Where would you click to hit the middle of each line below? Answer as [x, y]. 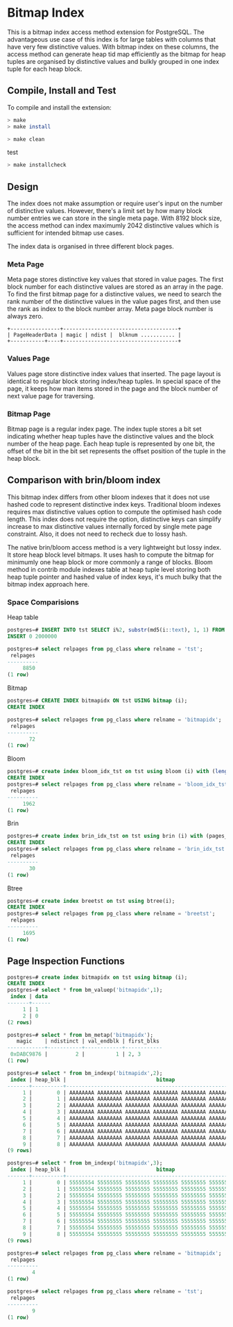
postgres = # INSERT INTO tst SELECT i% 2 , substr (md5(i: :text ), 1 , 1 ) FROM [116, 630]
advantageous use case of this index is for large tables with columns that [112, 39]
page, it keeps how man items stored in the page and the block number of [113, 388]
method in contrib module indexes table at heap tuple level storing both [109, 569]
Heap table [23, 617]
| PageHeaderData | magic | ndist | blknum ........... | [94, 335]
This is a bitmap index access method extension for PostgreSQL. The [106, 32]
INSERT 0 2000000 [32, 636]
